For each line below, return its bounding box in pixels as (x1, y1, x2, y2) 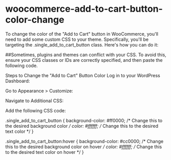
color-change (5, 14, 65, 26)
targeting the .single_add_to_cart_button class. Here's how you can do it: (5, 41, 159, 48)
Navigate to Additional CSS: (5, 98, 64, 104)
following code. (5, 62, 38, 68)
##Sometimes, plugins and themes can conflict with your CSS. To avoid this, (5, 52, 166, 58)
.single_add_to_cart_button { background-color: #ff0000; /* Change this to (5, 117, 163, 123)
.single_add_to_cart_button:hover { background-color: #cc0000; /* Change (5, 138, 164, 144)
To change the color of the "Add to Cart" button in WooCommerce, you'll (5, 31, 159, 37)
